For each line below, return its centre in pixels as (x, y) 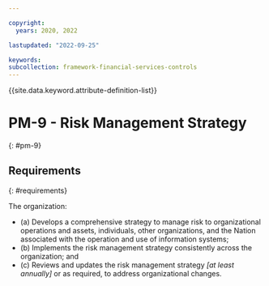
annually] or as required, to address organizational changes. (121, 273)
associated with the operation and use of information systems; (124, 239)
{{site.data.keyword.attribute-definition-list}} (83, 91)
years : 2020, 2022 (47, 30)
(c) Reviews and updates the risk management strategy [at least (127, 265)
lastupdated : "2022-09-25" (54, 45)
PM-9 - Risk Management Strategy (128, 123)
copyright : (27, 23)
